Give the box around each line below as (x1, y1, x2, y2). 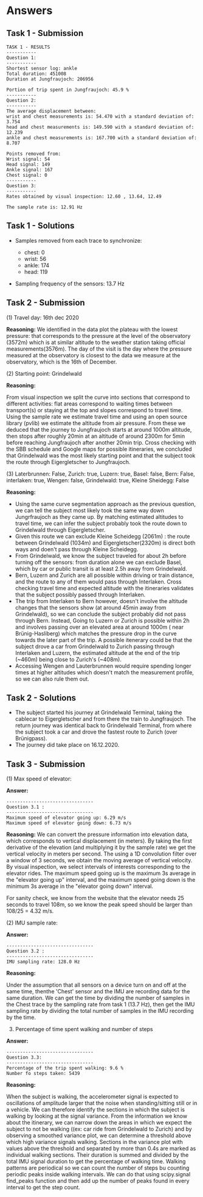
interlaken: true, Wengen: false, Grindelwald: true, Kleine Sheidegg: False (6, 476, 190, 484)
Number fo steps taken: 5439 (6, 1071, 80, 1077)
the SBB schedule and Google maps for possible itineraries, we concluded (6, 445, 193, 452)
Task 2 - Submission (6, 298, 85, 308)
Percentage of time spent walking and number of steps (15, 1026, 153, 1033)
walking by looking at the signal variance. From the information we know (6, 1112, 187, 1120)
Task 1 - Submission (6, 28, 84, 38)
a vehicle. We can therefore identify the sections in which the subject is (6, 1106, 185, 1113)
